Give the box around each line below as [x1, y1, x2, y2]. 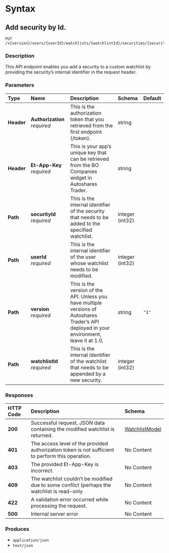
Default [143, 95, 161, 102]
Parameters [5, 81, 34, 88]
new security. [70, 377, 102, 384]
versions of [70, 305, 97, 312]
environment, [70, 330, 102, 337]
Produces [5, 525, 29, 532]
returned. [31, 432, 53, 439]
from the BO [70, 161, 99, 168]
